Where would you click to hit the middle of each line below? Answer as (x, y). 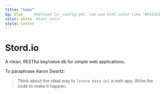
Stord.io (22, 48)
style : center (20, 23)
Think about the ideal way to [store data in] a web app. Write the (85, 81)
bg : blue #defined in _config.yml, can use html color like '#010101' (84, 14)
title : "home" (20, 10)
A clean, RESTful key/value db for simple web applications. (65, 62)
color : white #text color (33, 19)
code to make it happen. (42, 86)
